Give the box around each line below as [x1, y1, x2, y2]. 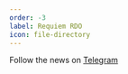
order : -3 [9, 13, 47, 23]
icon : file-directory [9, 30, 91, 39]
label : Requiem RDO [9, 22, 83, 31]
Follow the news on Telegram [9, 55, 119, 66]
